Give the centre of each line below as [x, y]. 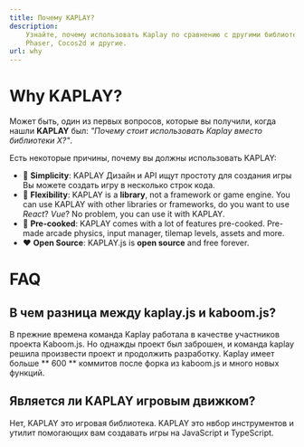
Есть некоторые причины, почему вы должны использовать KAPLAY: [143, 158]
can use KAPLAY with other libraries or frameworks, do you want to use [156, 204]
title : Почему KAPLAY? [52, 18]
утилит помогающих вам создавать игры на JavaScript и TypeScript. [142, 433]
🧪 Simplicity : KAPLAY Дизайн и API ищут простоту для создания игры [157, 176]
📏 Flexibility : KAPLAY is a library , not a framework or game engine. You [157, 195]
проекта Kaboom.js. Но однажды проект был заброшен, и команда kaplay [152, 344]
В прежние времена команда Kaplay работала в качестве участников [145, 335]
